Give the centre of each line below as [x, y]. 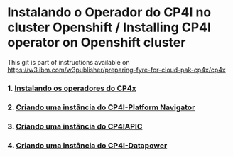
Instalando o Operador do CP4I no [109, 12]
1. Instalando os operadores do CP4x [72, 88]
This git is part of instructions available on [69, 62]
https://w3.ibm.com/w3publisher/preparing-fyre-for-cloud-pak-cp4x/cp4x [116, 70]
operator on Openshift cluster [97, 43]
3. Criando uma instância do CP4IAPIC [75, 126]
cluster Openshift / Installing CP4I [109, 27]
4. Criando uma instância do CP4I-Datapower [87, 145]
